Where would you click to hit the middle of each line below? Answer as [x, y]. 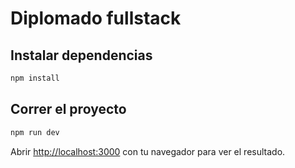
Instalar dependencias [81, 55]
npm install [35, 78]
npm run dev [35, 132]
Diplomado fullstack [96, 18]
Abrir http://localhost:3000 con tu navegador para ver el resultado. [148, 151]
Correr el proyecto [68, 109]
